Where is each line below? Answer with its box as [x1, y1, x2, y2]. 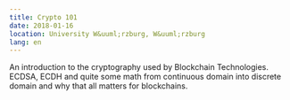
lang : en [9, 37, 42, 47]
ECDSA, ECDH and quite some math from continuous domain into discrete [9, 72, 282, 82]
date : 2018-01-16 [9, 21, 74, 30]
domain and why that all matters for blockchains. [9, 81, 188, 91]
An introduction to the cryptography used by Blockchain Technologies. [9, 62, 269, 73]
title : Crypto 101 [9, 12, 78, 22]
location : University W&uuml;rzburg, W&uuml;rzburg [9, 29, 205, 38]
